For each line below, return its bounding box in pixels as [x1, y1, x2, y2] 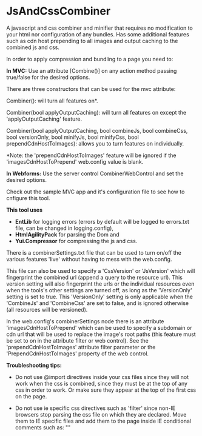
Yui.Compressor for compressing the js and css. [15, 237, 138, 244]
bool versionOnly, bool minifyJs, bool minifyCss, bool [6, 133, 140, 141]
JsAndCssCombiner [6, 4, 111, 18]
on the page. [15, 392, 47, 400]
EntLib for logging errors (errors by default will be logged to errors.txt [15, 218, 190, 225]
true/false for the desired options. [6, 73, 90, 81]
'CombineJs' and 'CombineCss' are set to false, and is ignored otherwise [6, 299, 189, 307]
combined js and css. [6, 44, 59, 51]
